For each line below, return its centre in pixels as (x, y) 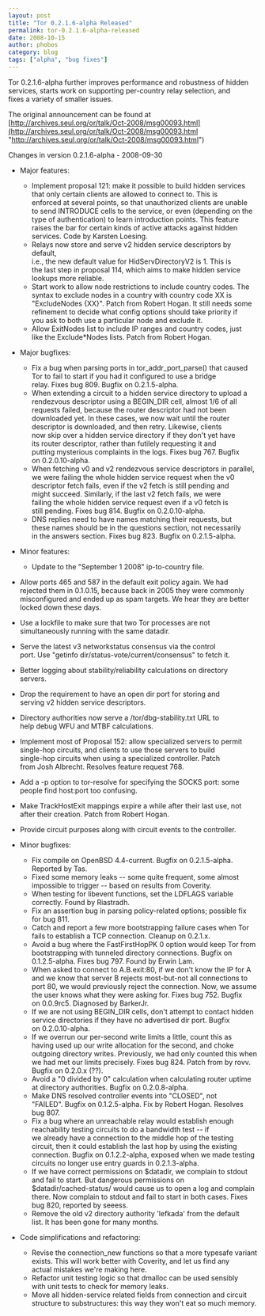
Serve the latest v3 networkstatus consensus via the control (117, 646)
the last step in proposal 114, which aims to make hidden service (136, 269)
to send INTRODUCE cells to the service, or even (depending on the (142, 211)
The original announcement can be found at (80, 114)
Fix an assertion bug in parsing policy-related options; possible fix (139, 911)
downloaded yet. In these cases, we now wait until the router (131, 418)
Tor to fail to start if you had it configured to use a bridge (124, 376)
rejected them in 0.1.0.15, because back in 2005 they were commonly (132, 590)
